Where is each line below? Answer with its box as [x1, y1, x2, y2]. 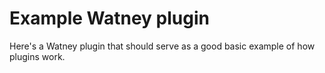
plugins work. [9, 50, 66, 62]
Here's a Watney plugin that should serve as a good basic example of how [9, 40, 316, 52]
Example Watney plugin [9, 7, 210, 30]
